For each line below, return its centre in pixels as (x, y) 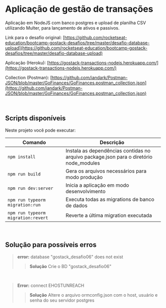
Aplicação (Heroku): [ (27, 63)
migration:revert (28, 218)
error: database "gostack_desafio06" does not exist (70, 257)
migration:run (24, 205)
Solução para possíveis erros (51, 245)
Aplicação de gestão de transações (79, 9)
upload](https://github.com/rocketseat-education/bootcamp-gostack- (76, 48)
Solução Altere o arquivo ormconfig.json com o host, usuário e (94, 295)
